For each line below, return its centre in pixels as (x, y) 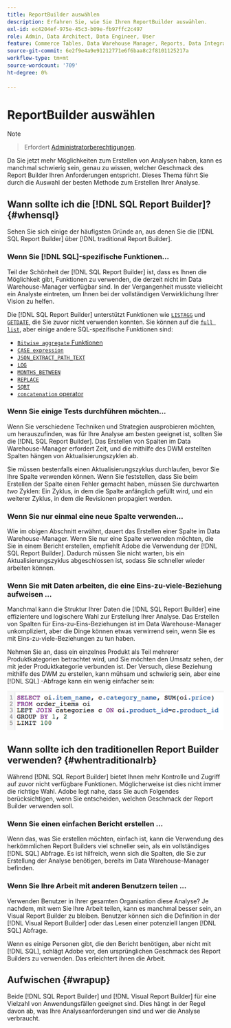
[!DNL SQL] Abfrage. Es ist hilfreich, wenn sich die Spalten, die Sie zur (107, 854)
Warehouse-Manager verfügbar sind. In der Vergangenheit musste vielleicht (115, 287)
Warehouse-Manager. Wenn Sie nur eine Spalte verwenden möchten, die (111, 539)
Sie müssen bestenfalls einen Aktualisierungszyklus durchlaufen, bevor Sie (113, 469)
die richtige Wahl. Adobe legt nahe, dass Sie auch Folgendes (93, 792)
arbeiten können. (31, 568)
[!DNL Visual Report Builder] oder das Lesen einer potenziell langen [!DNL (112, 923)
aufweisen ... (30, 595)
